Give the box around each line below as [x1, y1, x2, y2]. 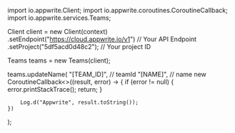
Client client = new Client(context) [7, 28, 108, 36]
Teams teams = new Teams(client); [7, 56, 111, 65]
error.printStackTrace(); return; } [7, 85, 102, 93]
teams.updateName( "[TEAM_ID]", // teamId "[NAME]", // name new [7, 70, 207, 78]
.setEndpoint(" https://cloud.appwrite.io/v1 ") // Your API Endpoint [7, 35, 197, 43]
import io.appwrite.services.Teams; [7, 14, 111, 22]
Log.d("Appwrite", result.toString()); [20, 99, 139, 106]
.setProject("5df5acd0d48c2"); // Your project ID [7, 43, 151, 50]
